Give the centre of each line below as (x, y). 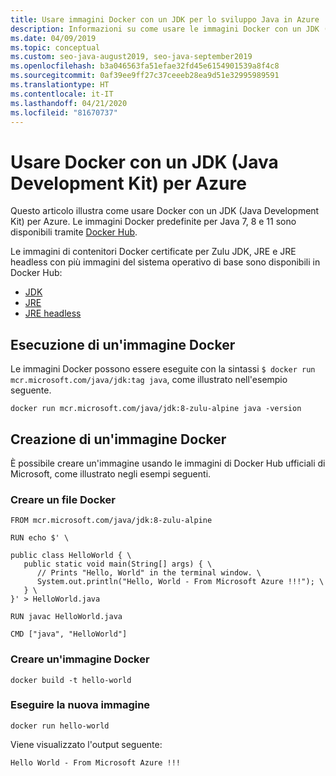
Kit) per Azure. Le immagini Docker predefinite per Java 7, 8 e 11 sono (153, 222)
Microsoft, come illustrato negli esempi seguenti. (111, 473)
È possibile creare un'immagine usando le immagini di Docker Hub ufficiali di (168, 463)
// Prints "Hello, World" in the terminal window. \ (149, 573)
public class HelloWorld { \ (71, 556)
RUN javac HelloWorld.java (66, 617)
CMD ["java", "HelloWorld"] (69, 634)
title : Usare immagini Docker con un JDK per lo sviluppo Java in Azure (165, 19)
